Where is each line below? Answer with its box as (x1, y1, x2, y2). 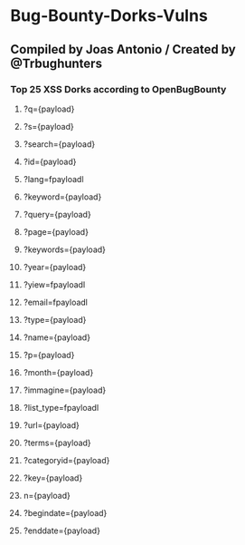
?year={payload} (23, 261, 87, 272)
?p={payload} (23, 349, 75, 360)
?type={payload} (23, 314, 87, 325)
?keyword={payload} (23, 191, 102, 202)
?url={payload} (23, 419, 80, 431)
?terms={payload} (23, 437, 91, 448)
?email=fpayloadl (23, 297, 89, 307)
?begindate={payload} (23, 507, 108, 518)
